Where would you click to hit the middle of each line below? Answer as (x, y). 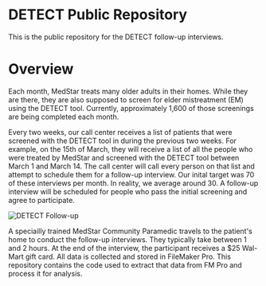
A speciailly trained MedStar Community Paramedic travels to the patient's (131, 231)
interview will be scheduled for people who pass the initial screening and (128, 191)
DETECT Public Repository (98, 15)
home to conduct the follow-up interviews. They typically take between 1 (127, 239)
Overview (41, 69)
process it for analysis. (45, 273)
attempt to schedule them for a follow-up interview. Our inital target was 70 (131, 174)
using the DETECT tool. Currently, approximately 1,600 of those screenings (131, 108)
